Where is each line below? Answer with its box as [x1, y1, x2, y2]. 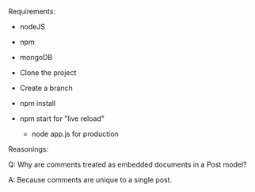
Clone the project [19, 68, 77, 77]
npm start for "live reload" [19, 114, 105, 123]
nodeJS [19, 22, 46, 31]
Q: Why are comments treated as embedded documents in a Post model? [8, 160, 247, 169]
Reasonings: [8, 145, 49, 153]
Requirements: [8, 7, 55, 16]
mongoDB [19, 53, 53, 62]
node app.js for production [31, 130, 119, 138]
